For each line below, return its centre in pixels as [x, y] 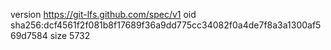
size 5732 [70, 35]
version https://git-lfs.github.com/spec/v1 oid [103, 14]
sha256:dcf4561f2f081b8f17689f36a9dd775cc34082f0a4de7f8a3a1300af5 [166, 25]
